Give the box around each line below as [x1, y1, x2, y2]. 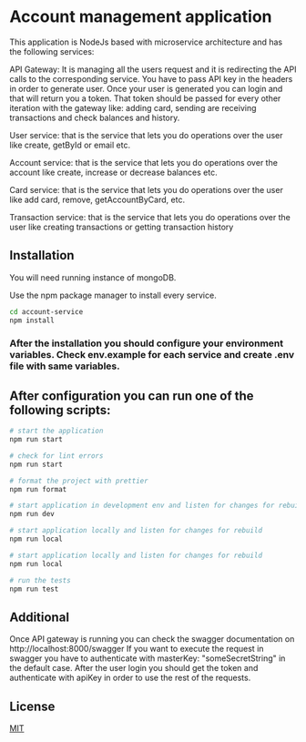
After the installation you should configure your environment [9, 337, 284, 350]
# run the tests [9, 575, 71, 584]
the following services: [9, 46, 95, 56]
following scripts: [9, 402, 111, 418]
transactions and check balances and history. [9, 112, 180, 123]
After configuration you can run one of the [9, 388, 254, 403]
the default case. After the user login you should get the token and [9, 663, 259, 674]
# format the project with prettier [9, 476, 148, 485]
